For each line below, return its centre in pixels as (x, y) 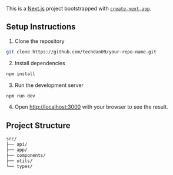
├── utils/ (19, 161)
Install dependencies (40, 63)
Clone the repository (39, 41)
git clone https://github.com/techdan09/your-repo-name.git (81, 52)
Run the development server (49, 85)
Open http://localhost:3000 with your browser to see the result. (92, 107)
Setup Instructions (41, 27)
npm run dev (21, 96)
